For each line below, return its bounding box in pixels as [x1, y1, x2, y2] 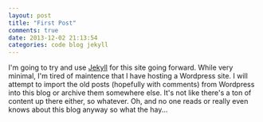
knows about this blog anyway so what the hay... [8, 105, 168, 115]
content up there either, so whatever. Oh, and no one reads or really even [8, 97, 249, 106]
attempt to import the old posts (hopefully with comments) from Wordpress [8, 80, 255, 90]
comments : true [8, 26, 59, 34]
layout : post [8, 11, 52, 20]
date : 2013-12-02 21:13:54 [8, 33, 98, 42]
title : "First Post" [8, 19, 77, 27]
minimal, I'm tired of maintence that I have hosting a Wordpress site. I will [8, 71, 249, 81]
